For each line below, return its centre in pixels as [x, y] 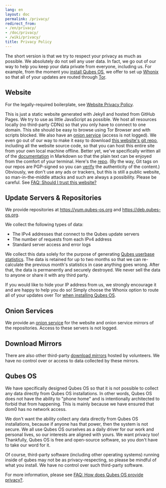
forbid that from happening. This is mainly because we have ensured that [80, 404]
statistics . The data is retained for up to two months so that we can [73, 260]
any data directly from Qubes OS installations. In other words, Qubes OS [79, 393]
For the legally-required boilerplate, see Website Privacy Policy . [70, 104]
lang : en [14, 10]
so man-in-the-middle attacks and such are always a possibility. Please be [81, 177]
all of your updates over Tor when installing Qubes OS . [61, 295]
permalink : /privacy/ [27, 19]
